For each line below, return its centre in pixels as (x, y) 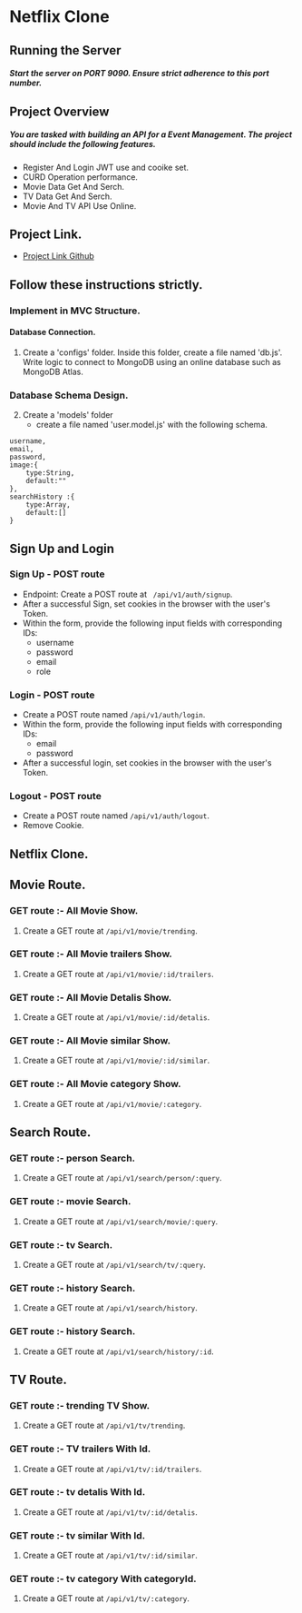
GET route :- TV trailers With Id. (80, 1449)
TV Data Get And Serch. (67, 196)
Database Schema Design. (69, 395)
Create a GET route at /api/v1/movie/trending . (110, 930)
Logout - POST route (55, 797)
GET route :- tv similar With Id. (78, 1535)
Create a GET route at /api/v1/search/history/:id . (118, 1351)
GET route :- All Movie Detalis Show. (91, 997)
